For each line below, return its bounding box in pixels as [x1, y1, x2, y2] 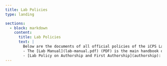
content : [14, 30, 32, 35]
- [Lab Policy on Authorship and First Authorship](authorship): [23, 53, 162, 58]
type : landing [5, 12, 35, 17]
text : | [18, 39, 35, 45]
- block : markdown [9, 25, 48, 30]
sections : [5, 21, 26, 26]
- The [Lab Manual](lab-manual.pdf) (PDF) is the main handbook [23, 48, 159, 54]
